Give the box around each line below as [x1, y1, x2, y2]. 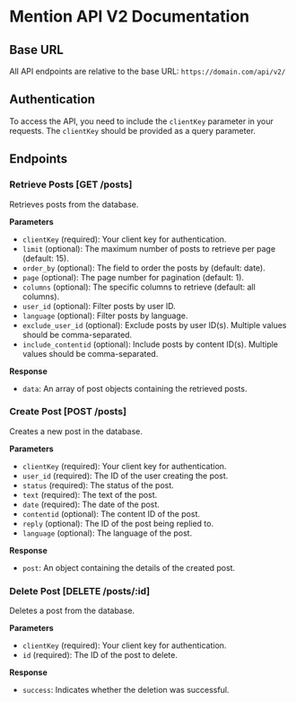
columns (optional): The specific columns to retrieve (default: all [22, 281, 256, 292]
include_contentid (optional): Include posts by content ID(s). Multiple [22, 339, 279, 350]
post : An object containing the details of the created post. [22, 562, 236, 573]
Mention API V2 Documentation [9, 6, 250, 27]
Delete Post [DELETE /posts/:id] [9, 584, 151, 597]
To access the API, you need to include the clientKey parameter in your [9, 115, 274, 127]
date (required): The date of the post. [22, 499, 160, 510]
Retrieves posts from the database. [9, 199, 139, 209]
